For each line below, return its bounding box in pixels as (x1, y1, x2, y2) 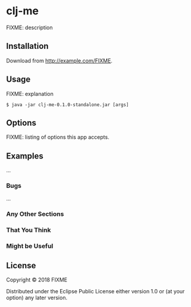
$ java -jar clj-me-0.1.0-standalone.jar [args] (6, 101, 129, 108)
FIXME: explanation (6, 90, 54, 97)
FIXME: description (6, 24, 53, 31)
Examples (6, 151, 43, 161)
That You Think (6, 226, 51, 234)
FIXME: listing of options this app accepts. (6, 134, 109, 141)
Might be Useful (6, 242, 54, 250)
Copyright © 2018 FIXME (6, 276, 68, 284)
